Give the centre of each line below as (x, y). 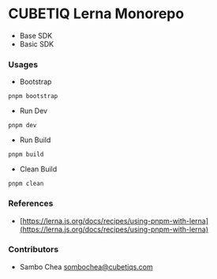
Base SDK (36, 36)
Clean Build (38, 169)
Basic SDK (37, 43)
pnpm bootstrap (33, 96)
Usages (23, 64)
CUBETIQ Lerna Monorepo (96, 14)
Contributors (34, 250)
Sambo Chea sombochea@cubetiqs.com (86, 266)
